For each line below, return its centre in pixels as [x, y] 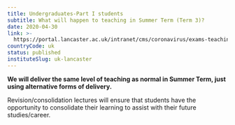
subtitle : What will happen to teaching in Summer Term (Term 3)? [106, 20]
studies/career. [29, 115]
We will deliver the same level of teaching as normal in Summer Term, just [116, 79]
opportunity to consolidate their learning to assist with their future [102, 107]
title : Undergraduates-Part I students [65, 14]
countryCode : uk [31, 46]
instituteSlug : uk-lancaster [50, 59]
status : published [34, 53]
